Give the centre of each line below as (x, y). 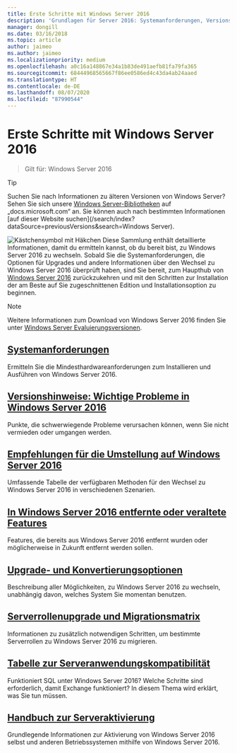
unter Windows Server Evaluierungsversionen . (75, 327)
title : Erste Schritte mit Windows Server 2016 (79, 14)
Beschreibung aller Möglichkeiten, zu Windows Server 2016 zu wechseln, (114, 587)
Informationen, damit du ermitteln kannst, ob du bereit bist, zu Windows (111, 247)
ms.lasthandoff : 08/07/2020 (49, 93)
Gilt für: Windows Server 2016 (68, 169)
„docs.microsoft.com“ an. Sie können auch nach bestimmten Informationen (116, 211)
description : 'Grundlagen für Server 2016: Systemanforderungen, (105, 21)
